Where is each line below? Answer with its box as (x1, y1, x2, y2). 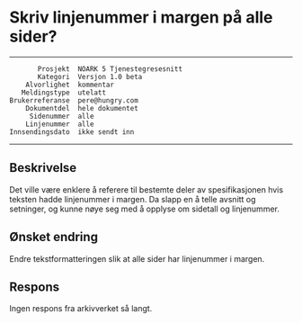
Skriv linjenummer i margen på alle (9, 7, 273, 28)
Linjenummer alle (25, 120, 94, 129)
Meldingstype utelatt (21, 88, 106, 97)
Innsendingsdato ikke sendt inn (9, 127, 135, 137)
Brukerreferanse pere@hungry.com (9, 95, 139, 105)
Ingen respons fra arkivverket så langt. (9, 303, 153, 314)
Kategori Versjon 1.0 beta (37, 72, 143, 81)
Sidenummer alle (29, 112, 94, 121)
